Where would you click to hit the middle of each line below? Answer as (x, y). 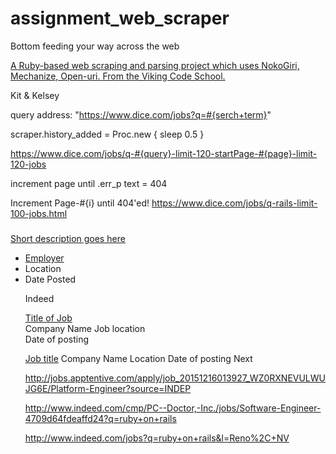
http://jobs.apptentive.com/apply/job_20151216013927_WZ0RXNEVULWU (175, 378)
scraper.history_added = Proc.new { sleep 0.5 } (107, 134)
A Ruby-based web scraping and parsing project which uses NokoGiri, (155, 65)
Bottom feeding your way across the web (95, 46)
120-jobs (28, 164)
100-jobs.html (39, 213)
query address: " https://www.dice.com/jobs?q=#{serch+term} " (141, 114)
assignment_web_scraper (120, 18)
